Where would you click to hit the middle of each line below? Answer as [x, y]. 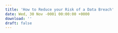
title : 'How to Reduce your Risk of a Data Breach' [59, 9]
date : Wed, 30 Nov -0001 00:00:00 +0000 [48, 14]
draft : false [19, 23]
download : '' [19, 18]
